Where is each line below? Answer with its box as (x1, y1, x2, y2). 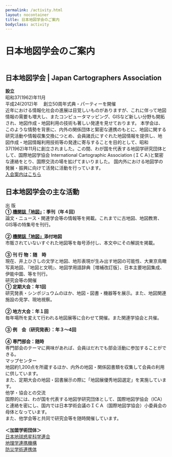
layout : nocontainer (5, 12, 50, 17)
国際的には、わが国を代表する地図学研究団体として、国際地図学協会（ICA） (5, 396, 165, 402)
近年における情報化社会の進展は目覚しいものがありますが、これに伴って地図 (5, 107, 167, 113)
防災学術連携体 (5, 446, 37, 452)
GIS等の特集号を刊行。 (5, 221, 54, 227)
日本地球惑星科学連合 (5, 433, 50, 440)
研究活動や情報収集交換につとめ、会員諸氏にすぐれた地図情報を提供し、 (5, 133, 158, 139)
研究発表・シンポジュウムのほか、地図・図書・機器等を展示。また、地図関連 (5, 290, 166, 296)
